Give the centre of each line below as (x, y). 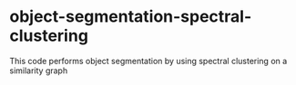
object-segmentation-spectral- (131, 17)
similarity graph (39, 71)
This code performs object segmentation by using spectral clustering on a (148, 61)
